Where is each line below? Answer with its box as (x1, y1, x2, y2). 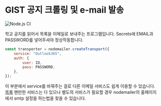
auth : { (14, 55, 29, 61)
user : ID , (22, 60, 42, 65)
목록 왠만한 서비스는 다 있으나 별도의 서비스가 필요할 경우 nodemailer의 (5, 89, 140, 95)
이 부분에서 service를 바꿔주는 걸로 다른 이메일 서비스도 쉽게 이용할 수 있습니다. (5, 83, 156, 89)
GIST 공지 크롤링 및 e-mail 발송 (5, 4, 124, 16)
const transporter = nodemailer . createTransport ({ (5, 47, 110, 52)
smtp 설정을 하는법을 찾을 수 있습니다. (14, 95, 86, 101)
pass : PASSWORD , (22, 65, 55, 70)
